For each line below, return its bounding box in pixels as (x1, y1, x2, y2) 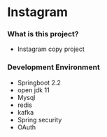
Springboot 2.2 (17, 78, 61, 87)
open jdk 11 (17, 85, 50, 94)
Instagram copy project (17, 45, 85, 53)
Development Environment (7, 62, 100, 72)
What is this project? (7, 29, 79, 39)
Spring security (17, 115, 62, 124)
